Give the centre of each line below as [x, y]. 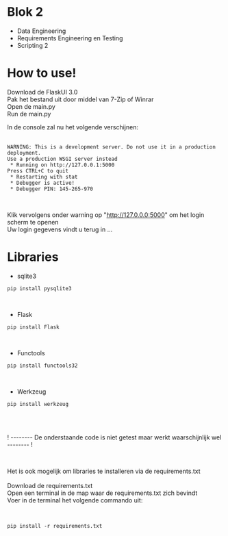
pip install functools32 [42, 366]
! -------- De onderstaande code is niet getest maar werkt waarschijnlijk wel [114, 437]
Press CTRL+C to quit [38, 171]
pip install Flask [33, 327]
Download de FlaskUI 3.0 [42, 92]
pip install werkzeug [38, 404]
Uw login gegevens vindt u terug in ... [60, 229]
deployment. [24, 153]
